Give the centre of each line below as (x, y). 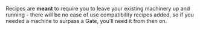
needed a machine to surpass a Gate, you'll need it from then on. (86, 21)
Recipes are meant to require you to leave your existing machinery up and (98, 9)
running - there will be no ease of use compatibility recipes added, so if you (100, 15)
